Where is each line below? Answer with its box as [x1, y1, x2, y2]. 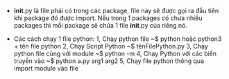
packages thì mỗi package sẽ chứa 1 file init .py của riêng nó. [13, 21, 187, 29]
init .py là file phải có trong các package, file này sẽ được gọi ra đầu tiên [13, 7, 219, 15]
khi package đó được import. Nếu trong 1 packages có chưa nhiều [13, 14, 203, 22]
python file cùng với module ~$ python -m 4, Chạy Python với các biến [13, 49, 217, 58]
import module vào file [13, 64, 78, 72]
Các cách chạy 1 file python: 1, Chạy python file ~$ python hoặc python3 [13, 35, 222, 43]
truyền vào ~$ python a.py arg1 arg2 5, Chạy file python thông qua [13, 57, 205, 65]
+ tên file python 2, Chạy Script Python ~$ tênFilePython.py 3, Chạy [13, 42, 208, 50]
